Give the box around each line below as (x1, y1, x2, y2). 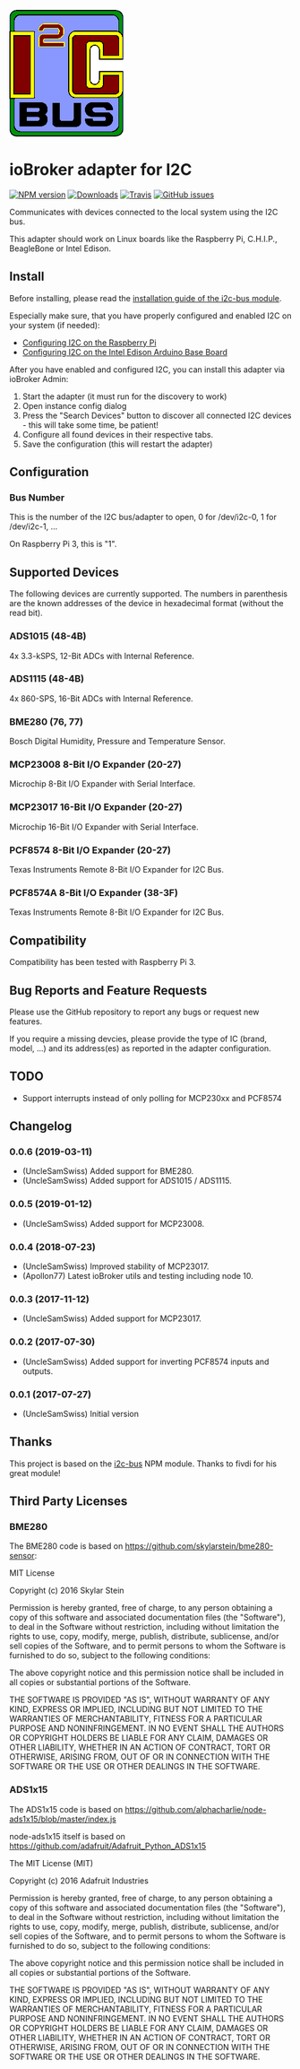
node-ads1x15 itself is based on (9, 1830, 125, 1841)
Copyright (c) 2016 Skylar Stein (9, 1585, 124, 1596)
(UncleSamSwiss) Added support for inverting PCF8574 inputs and (21, 1356, 270, 1367)
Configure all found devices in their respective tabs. (21, 429, 213, 439)
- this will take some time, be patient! (21, 419, 159, 430)
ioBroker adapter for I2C (9, 160, 193, 180)
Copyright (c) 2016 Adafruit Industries (9, 1875, 150, 1886)
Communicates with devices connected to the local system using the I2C (9, 206, 279, 217)
